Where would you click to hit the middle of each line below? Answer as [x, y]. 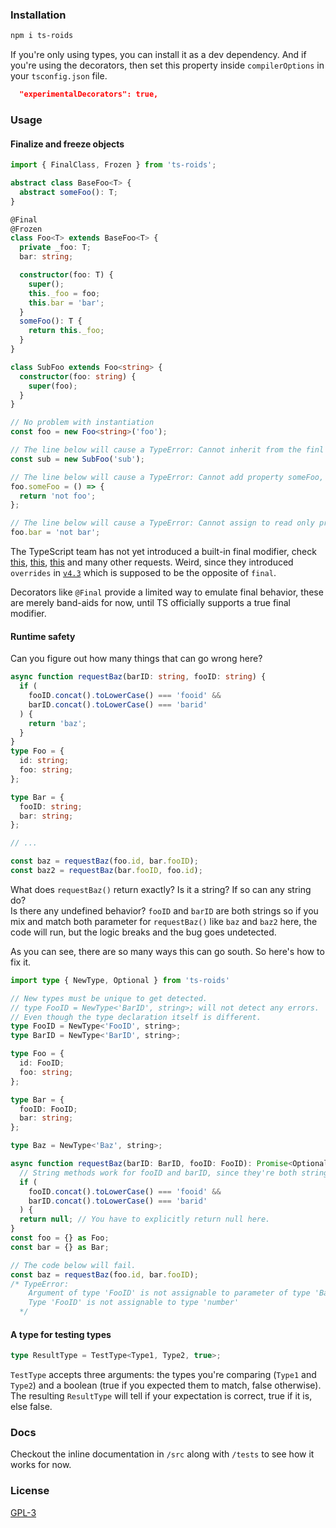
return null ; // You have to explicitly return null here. [145, 1219]
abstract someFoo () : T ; [68, 192]
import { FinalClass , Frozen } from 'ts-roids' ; [113, 165]
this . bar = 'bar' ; [66, 303]
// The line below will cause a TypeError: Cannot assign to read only [162, 523]
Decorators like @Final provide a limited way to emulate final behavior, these [167, 592]
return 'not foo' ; [58, 496]
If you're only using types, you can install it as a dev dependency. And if [158, 55]
